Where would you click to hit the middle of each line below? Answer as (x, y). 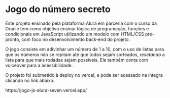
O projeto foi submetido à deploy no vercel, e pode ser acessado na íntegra (84, 75)
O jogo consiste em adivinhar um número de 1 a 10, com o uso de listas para (85, 49)
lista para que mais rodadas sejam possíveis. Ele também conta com (77, 60)
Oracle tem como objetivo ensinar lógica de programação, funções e (77, 28)
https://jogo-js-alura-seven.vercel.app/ (46, 90)
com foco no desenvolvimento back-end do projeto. (76, 39)
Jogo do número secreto (58, 9)
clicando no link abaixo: (30, 80)
